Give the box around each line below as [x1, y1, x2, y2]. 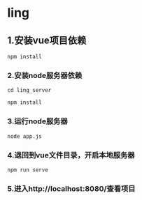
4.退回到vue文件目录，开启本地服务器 [7, 150, 135, 160]
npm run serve [7, 166, 49, 174]
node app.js [7, 132, 42, 140]
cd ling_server [7, 87, 52, 94]
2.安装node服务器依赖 [7, 70, 83, 80]
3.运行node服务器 [7, 116, 68, 126]
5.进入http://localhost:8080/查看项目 [7, 183, 136, 193]
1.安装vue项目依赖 [7, 34, 87, 46]
